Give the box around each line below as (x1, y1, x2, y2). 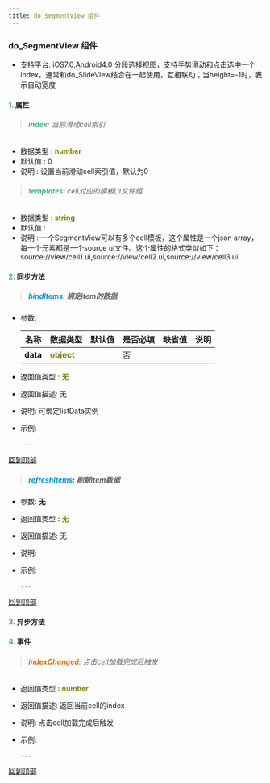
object (49, 350, 75, 361)
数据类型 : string (19, 213, 75, 222)
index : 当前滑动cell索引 (27, 120, 106, 130)
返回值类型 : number (19, 683, 89, 693)
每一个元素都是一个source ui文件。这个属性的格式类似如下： (19, 242, 221, 252)
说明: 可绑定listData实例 (19, 406, 99, 416)
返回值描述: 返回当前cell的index (19, 700, 125, 710)
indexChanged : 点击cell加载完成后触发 (27, 657, 159, 666)
